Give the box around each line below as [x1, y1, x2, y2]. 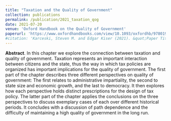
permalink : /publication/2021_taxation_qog [5, 17, 99, 22]
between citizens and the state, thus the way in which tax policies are [5, 61, 151, 67]
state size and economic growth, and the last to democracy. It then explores [5, 82, 164, 88]
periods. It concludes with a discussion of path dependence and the [5, 104, 148, 110]
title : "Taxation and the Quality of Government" [5, 7, 113, 13]
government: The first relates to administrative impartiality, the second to [5, 77, 158, 83]
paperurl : [5, 31, 26, 36]
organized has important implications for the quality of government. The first [5, 66, 166, 72]
